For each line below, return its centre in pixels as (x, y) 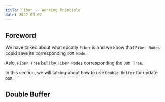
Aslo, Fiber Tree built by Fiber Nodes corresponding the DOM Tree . (74, 63)
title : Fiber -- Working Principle (43, 10)
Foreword (21, 35)
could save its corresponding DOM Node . (46, 53)
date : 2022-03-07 (24, 15)
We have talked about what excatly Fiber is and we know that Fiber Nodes (83, 48)
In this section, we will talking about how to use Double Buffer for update (81, 73)
